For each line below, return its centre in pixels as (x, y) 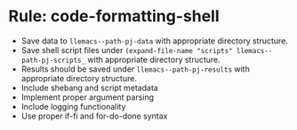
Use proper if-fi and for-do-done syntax (94, 116)
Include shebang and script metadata (90, 88)
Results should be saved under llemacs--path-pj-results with (135, 69)
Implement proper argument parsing (88, 97)
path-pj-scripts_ (53, 60)
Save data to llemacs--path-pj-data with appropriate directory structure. (154, 41)
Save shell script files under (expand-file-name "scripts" (127, 50)
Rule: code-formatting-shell (114, 16)
